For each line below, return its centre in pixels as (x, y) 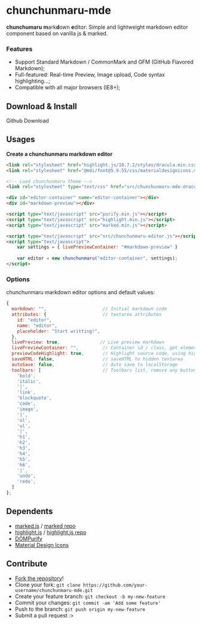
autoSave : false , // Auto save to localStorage (95, 364)
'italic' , (29, 381)
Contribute (27, 564)
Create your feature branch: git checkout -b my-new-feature (90, 596)
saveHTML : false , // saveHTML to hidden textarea (98, 359)
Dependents (30, 511)
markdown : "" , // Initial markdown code (89, 309)
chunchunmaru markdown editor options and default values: (81, 292)
